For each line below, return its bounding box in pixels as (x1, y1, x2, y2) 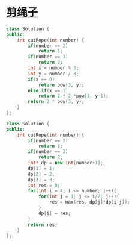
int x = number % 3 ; (28, 65, 79, 71)
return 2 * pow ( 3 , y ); (28, 99, 85, 105)
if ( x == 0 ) (28, 76, 55, 82)
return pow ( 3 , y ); (38, 82, 85, 88)
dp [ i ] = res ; (38, 210, 71, 216)
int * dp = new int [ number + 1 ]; (28, 160, 103, 166)
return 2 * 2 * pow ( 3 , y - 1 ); (38, 93, 109, 99)
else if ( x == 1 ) (28, 87, 68, 93)
